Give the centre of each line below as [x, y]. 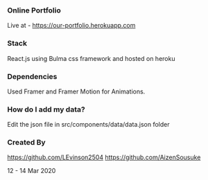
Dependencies [32, 76]
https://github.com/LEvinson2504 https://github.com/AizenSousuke [104, 157]
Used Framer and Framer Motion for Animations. [76, 91]
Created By [27, 143]
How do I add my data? [46, 109]
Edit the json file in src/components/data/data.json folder [88, 125]
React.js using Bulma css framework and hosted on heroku [91, 58]
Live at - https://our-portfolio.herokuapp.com [71, 26]
